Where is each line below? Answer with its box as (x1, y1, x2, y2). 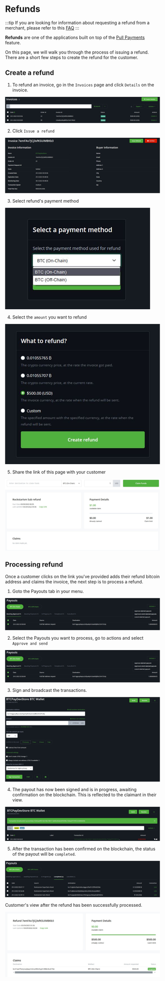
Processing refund (5, 561, 63, 569)
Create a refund (5, 69, 54, 77)
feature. (5, 39, 21, 45)
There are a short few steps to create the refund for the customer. (5, 54, 138, 60)
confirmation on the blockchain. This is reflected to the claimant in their (12, 792, 157, 798)
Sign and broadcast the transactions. (12, 687, 87, 693)
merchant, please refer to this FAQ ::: (5, 25, 80, 30)
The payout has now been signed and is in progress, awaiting (12, 786, 137, 792)
